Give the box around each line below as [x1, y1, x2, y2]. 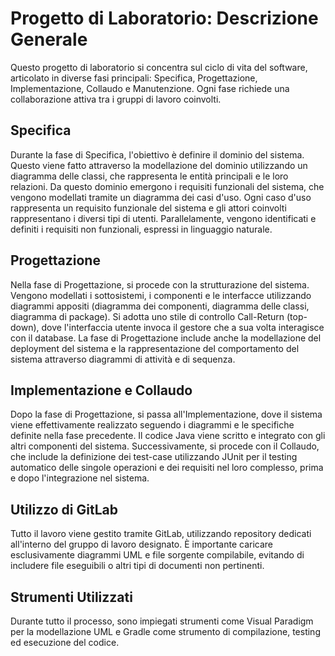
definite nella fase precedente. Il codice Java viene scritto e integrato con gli [10, 430, 326, 442]
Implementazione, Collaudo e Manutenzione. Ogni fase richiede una [10, 82, 290, 94]
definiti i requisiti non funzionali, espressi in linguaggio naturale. [10, 223, 273, 235]
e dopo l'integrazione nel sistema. [10, 472, 150, 484]
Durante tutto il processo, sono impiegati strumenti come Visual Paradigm [10, 615, 314, 627]
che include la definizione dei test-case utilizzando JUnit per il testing [10, 451, 298, 463]
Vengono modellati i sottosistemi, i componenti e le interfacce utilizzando [10, 289, 312, 301]
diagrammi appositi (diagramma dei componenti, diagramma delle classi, [10, 300, 310, 312]
